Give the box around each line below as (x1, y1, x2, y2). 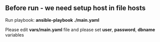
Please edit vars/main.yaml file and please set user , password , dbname (5, 27, 156, 33)
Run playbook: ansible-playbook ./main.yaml (5, 17, 100, 23)
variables (5, 32, 24, 38)
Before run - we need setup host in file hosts (5, 4, 146, 12)
